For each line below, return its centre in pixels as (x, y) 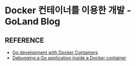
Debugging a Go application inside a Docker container (69, 58)
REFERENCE (25, 40)
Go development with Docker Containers (55, 52)
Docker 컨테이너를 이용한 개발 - (68, 10)
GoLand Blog (32, 22)
